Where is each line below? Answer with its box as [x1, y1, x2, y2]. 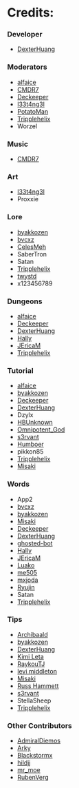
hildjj [16, 758, 31, 767]
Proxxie [16, 195, 39, 203]
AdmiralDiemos [16, 736, 60, 745]
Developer [7, 30, 43, 39]
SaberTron [16, 250, 47, 258]
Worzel [16, 122, 38, 130]
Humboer [16, 440, 45, 449]
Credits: [7, 5, 54, 21]
